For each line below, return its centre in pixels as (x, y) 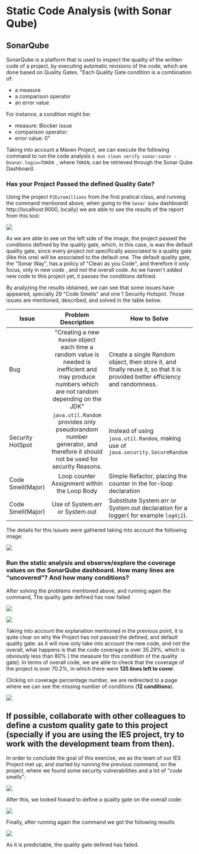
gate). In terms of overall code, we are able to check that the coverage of (95, 662)
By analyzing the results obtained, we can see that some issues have (90, 288)
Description (77, 323)
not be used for (77, 459)
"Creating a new (77, 332)
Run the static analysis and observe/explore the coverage (91, 563)
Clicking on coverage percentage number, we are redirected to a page (92, 680)
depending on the (77, 399)
